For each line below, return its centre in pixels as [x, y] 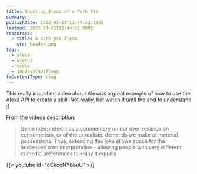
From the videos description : [41, 117]
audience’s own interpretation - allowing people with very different [101, 148]
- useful [22, 60]
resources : [19, 33]
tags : [13, 50]
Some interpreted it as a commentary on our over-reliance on [95, 129]
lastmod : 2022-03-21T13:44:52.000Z [50, 28]
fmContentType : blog [31, 77]
